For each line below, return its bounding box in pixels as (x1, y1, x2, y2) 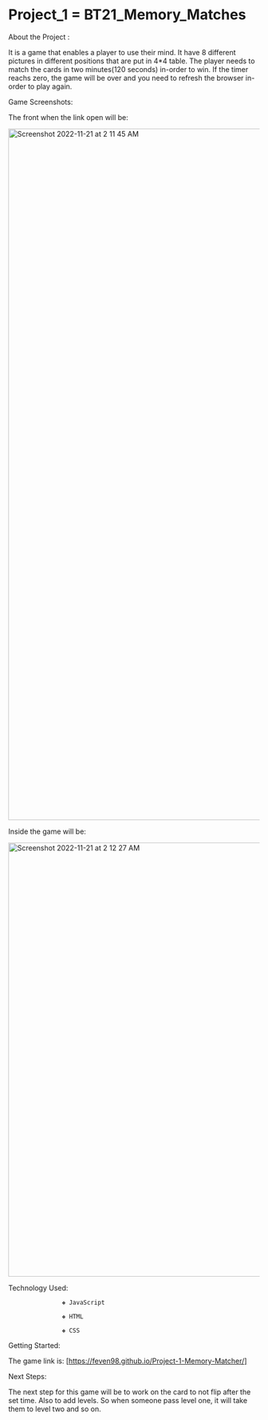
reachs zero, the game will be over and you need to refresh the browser (8, 73, 244, 82)
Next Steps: (8, 1371, 47, 1381)
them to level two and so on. (8, 1404, 101, 1414)
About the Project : (8, 32, 70, 42)
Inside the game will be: (8, 826, 86, 836)
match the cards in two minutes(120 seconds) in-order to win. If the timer (8, 64, 249, 74)
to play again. (27, 82, 73, 91)
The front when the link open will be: (8, 112, 129, 122)
